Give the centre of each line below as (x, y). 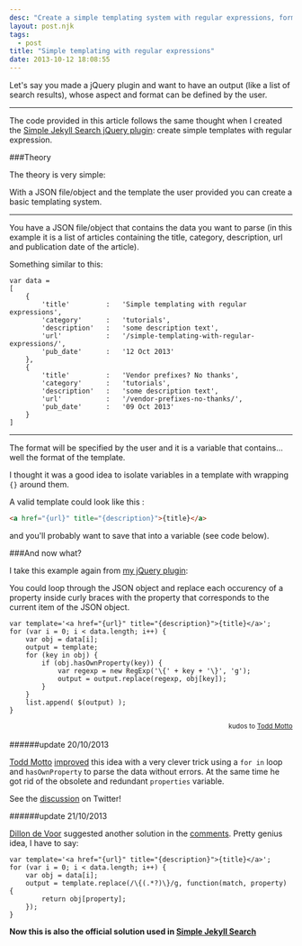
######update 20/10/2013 (59, 744)
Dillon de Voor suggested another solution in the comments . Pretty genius (146, 833)
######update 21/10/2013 (58, 815)
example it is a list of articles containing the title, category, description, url (146, 237)
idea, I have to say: (44, 842)
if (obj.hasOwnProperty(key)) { (102, 663)
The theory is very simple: (58, 175)
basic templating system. (56, 202)
